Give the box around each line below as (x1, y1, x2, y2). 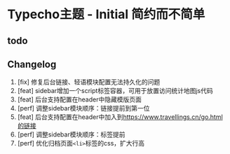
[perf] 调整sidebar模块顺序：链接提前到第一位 (17, 104, 150, 113)
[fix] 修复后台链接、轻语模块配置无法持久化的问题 (17, 78, 161, 86)
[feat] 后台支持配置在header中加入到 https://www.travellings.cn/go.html (17, 113, 223, 121)
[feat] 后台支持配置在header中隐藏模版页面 (17, 95, 142, 104)
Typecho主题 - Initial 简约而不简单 (7, 6, 205, 22)
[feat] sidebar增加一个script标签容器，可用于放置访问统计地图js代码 (17, 87, 213, 95)
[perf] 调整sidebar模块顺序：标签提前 (17, 130, 126, 139)
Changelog (7, 58, 57, 70)
